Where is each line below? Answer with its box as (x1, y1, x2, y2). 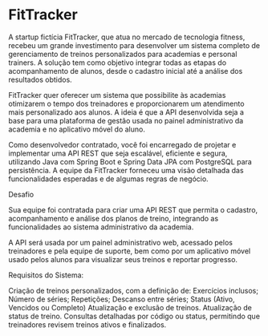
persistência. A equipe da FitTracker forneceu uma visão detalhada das (8, 165, 244, 175)
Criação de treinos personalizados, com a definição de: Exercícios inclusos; (8, 285, 259, 295)
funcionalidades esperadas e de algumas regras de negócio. (8, 174, 209, 184)
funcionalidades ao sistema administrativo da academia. (8, 222, 194, 232)
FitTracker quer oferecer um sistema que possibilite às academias (8, 90, 226, 99)
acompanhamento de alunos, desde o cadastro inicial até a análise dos (8, 66, 243, 75)
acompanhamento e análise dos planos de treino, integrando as (8, 213, 219, 223)
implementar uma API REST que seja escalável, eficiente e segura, (8, 148, 228, 158)
